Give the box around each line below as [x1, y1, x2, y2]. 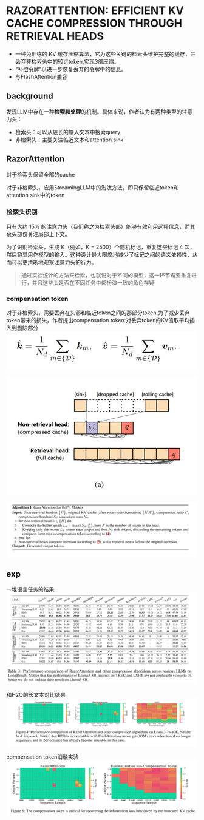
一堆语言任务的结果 [6, 586, 55, 593]
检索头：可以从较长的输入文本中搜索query [15, 128, 121, 135]
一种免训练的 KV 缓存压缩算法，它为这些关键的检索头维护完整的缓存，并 [15, 50, 196, 58]
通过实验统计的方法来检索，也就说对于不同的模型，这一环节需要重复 [21, 271, 192, 279]
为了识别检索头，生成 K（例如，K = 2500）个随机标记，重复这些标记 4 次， [6, 243, 195, 251]
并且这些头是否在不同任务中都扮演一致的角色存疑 [32, 279, 155, 286]
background [6, 91, 53, 101]
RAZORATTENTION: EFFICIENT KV [6, 4, 184, 18]
